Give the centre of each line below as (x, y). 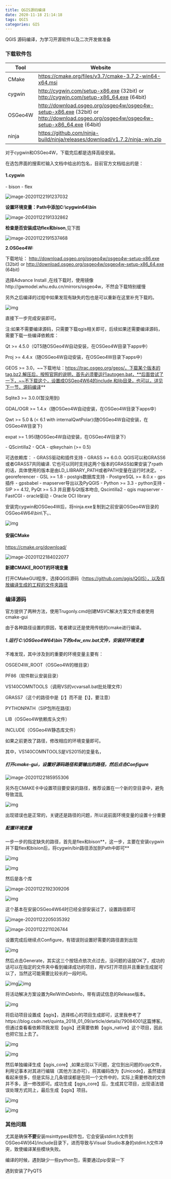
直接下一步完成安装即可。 (32, 318)
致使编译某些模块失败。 (39, 1149)
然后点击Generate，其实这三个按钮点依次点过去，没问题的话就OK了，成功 (83, 961)
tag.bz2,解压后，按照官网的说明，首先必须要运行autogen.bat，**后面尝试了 (84, 374)
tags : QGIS (17, 19)
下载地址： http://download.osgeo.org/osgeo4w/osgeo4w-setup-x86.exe (82, 258)
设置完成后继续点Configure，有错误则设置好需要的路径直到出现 (72, 940)
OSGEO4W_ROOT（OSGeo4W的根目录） (49, 665)
